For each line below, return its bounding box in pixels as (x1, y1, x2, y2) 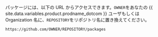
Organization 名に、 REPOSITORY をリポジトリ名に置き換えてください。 (5, 17, 150, 22)
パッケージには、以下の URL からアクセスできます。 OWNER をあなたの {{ (5, 4, 153, 10)
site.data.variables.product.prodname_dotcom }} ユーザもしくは (5, 10, 140, 16)
